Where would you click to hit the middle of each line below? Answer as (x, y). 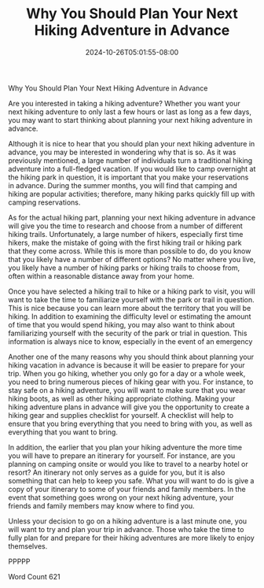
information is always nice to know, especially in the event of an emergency (130, 341)
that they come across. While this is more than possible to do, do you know (130, 251)
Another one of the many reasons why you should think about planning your (131, 357)
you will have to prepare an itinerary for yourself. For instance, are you (122, 455)
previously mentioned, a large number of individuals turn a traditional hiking (130, 160)
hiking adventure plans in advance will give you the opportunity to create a (129, 407)
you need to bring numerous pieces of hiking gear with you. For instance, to (131, 382)
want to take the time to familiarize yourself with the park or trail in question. (132, 299)
